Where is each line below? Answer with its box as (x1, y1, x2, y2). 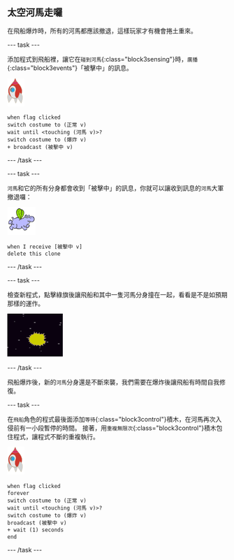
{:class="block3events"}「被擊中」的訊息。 (7, 64, 133, 72)
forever (7, 489, 30, 496)
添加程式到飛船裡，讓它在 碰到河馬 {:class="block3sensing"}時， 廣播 (7, 55, 198, 63)
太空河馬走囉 (7, 6, 63, 19)
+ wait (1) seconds (7, 526, 64, 533)
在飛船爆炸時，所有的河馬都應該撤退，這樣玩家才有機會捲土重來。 (7, 27, 197, 35)
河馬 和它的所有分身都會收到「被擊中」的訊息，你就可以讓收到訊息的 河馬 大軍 (7, 184, 224, 192)
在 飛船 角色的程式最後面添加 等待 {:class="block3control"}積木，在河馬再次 (7, 415, 216, 423)
